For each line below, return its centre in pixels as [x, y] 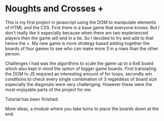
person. [13, 54]
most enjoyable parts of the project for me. [49, 89]
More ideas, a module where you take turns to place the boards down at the [82, 109]
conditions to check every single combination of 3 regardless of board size [81, 79]
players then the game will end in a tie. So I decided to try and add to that [79, 38]
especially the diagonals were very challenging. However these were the [79, 84]
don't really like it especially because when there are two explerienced [77, 33]
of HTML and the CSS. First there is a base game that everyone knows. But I [82, 27]
